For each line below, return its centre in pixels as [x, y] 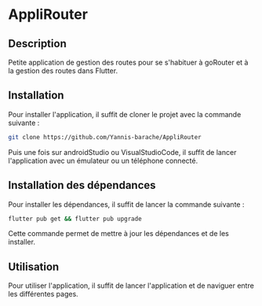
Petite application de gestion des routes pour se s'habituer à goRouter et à [128, 62]
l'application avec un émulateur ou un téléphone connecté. [103, 160]
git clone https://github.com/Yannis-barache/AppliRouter [105, 137]
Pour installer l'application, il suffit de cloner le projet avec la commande [125, 114]
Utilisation [34, 266]
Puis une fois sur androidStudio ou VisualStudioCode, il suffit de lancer [122, 152]
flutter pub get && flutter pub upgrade [75, 219]
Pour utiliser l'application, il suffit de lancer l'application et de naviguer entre [131, 286]
